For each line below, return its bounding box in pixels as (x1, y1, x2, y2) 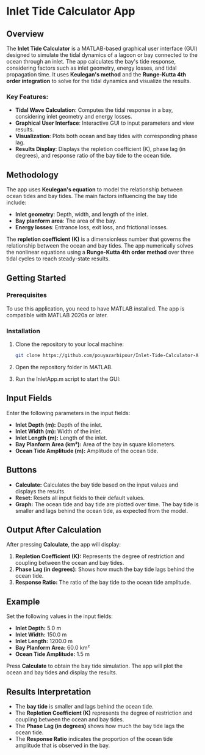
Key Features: (6, 92, 49, 101)
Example (6, 596, 40, 606)
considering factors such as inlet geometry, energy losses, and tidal (6, 64, 177, 72)
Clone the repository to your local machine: (15, 341, 124, 348)
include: (6, 199, 27, 206)
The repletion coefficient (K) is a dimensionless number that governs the (6, 235, 191, 243)
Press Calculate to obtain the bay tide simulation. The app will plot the (6, 662, 183, 670)
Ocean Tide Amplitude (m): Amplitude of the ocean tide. (15, 447, 159, 454)
